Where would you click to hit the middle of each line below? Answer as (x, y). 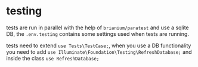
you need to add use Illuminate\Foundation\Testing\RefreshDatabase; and (99, 51)
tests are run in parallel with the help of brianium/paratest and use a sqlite (98, 28)
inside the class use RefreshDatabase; (53, 58)
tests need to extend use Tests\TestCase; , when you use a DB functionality (99, 45)
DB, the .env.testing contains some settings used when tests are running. (98, 33)
